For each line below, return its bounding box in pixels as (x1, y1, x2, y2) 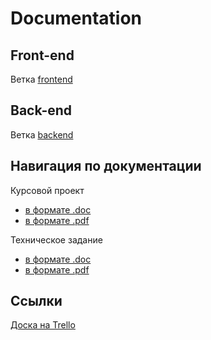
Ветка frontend (10, 73, 73, 85)
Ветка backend (10, 128, 74, 141)
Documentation (10, 7, 143, 30)
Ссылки (10, 293, 63, 310)
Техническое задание (10, 233, 103, 246)
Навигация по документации (10, 158, 202, 175)
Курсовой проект (10, 184, 85, 196)
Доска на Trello (10, 319, 76, 331)
